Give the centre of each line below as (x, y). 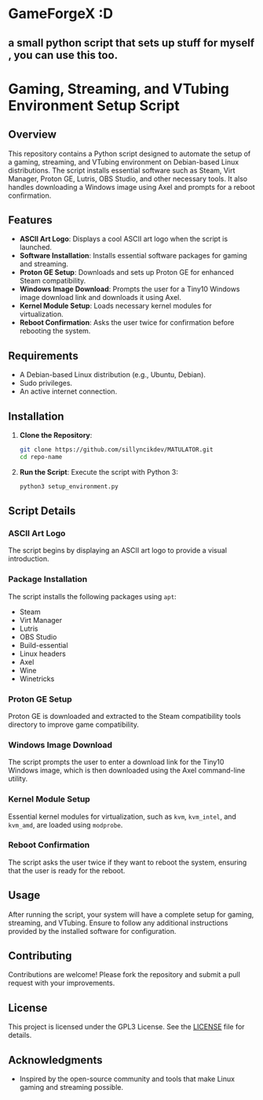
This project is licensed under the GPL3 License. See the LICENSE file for (126, 1027)
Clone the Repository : (56, 435)
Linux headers (43, 654)
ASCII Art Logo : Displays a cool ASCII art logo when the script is (124, 239)
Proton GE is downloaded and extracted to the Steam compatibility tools (124, 716)
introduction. (29, 559)
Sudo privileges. (46, 383)
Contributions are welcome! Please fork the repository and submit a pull (124, 975)
